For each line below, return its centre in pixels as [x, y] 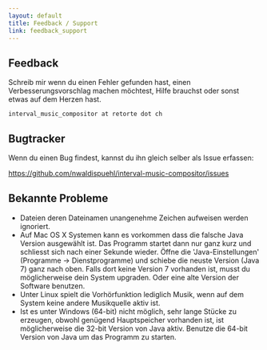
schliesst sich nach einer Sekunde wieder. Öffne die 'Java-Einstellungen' [139, 251]
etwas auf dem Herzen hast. [55, 99]
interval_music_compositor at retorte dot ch [85, 114]
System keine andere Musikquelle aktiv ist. [90, 303]
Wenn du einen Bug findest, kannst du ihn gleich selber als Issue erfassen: [131, 158]
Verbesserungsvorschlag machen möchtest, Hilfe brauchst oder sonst [124, 91]
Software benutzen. [52, 286]
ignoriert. [35, 226]
